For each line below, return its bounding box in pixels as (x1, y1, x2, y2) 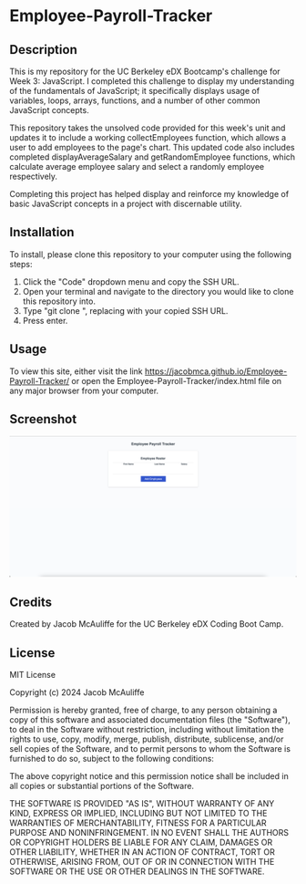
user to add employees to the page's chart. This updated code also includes (9, 142, 295, 152)
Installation (9, 224, 75, 240)
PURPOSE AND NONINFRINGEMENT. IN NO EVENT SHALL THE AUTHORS (9, 827, 290, 838)
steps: (9, 258, 33, 269)
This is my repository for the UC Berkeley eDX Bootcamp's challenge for (9, 66, 280, 77)
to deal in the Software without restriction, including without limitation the (9, 724, 284, 735)
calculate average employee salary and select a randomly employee (9, 161, 265, 172)
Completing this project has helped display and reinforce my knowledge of (9, 189, 290, 199)
